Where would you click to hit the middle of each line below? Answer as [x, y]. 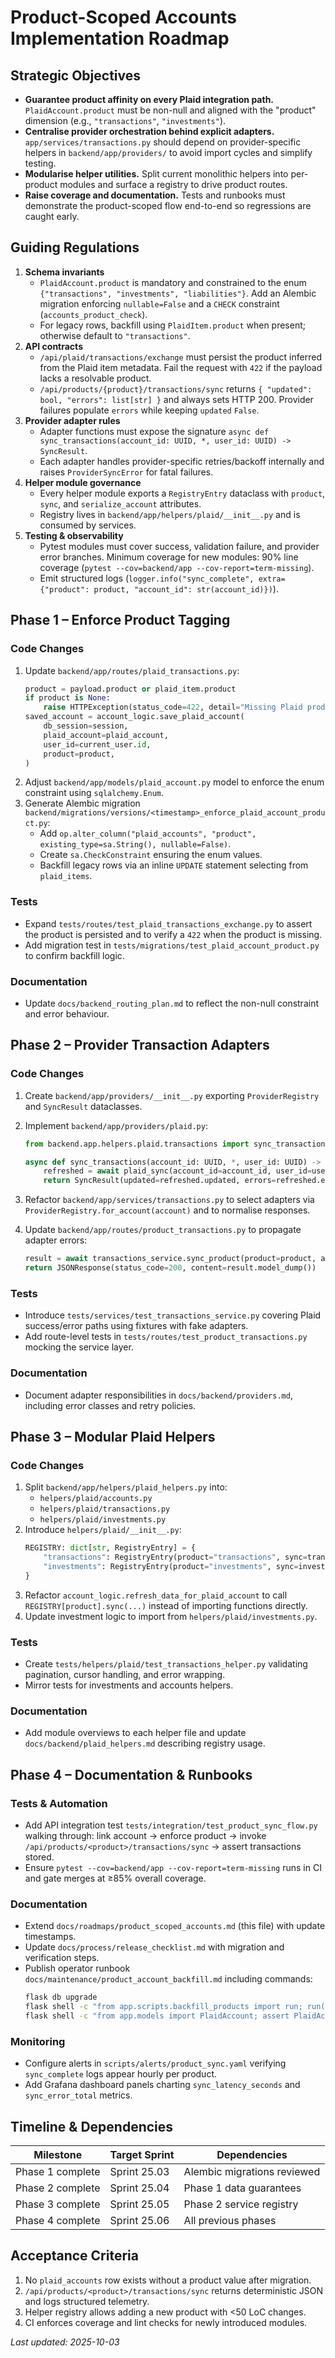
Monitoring [38, 2041]
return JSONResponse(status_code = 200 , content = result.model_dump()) [170, 1268]
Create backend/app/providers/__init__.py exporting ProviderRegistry [172, 1095]
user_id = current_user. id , [97, 744]
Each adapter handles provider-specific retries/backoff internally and [182, 461]
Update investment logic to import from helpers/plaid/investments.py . [171, 1616]
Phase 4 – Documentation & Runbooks [131, 1774]
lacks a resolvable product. [95, 378]
